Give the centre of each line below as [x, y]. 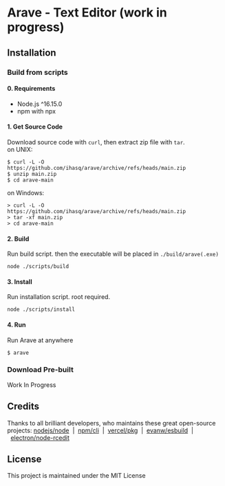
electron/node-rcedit [40, 437]
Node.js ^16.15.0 [40, 104]
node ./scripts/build [38, 267]
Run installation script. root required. [59, 297]
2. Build [18, 239]
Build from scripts [37, 72]
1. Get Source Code [35, 127]
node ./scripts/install [41, 310]
